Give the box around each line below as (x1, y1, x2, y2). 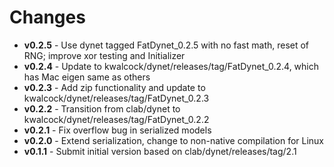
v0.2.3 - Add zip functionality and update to (23, 81, 206, 93)
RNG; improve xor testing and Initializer (23, 49, 186, 61)
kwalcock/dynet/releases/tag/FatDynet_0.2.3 (23, 92, 210, 104)
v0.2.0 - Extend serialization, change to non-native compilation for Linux (23, 134, 325, 146)
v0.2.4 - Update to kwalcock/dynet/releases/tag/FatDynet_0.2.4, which (23, 60, 319, 72)
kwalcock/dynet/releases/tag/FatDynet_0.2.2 (23, 113, 210, 125)
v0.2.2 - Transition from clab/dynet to (23, 102, 181, 115)
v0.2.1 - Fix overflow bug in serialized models (23, 124, 212, 136)
